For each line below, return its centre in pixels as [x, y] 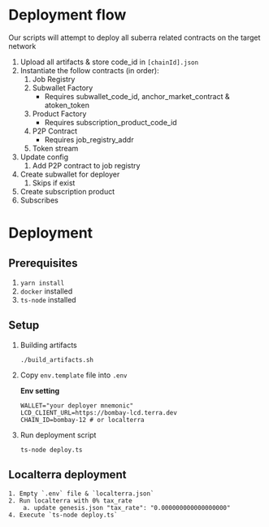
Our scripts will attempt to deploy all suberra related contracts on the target [134, 37]
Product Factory [59, 113]
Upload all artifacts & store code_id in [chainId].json [109, 62]
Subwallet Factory [63, 88]
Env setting [40, 390]
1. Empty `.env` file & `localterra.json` [81, 494]
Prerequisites [43, 263]
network [22, 46]
